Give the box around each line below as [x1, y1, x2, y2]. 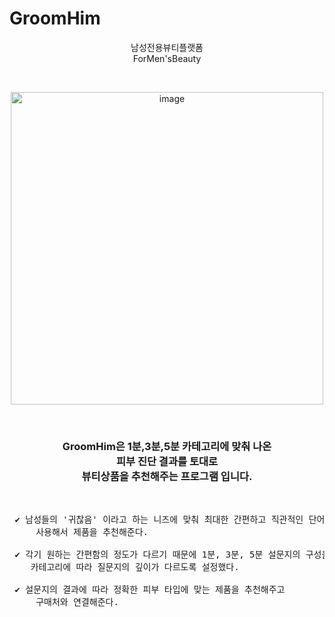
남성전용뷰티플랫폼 [130, 41, 204, 53]
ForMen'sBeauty [132, 52, 202, 64]
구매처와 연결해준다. [35, 597, 119, 608]
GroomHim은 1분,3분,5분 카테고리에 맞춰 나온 [62, 439, 272, 453]
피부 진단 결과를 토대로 [115, 454, 219, 468]
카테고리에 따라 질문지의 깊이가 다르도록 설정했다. [30, 562, 240, 573]
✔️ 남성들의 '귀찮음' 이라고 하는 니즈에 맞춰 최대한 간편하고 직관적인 [14, 514, 304, 526]
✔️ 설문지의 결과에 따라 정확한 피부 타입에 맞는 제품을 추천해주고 [14, 584, 286, 596]
